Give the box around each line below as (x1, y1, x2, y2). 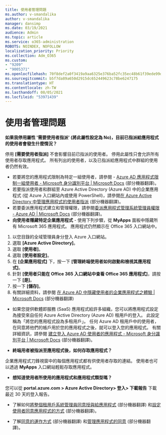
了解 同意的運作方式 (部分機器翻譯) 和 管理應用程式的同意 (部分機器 (12, 418, 147, 425)
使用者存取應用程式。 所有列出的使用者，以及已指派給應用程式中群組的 (5, 158, 149, 163)
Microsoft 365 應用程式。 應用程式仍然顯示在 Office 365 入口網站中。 (18, 223, 160, 230)
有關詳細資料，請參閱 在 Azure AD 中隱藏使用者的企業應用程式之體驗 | (12, 289, 155, 295)
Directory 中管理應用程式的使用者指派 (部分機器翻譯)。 (12, 198, 124, 205)
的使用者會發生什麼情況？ (5, 141, 57, 147)
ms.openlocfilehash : (5, 72, 48, 77)
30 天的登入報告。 (14, 391, 52, 397)
